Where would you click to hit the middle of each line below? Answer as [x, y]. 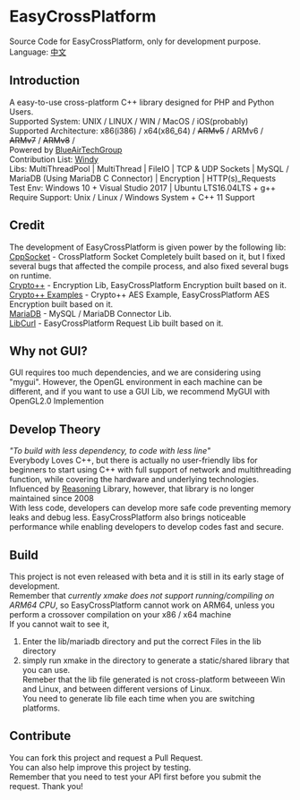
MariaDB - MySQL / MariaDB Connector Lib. [90, 313]
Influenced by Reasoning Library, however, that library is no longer [132, 489]
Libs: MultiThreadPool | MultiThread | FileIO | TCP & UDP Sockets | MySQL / [149, 168]
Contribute [40, 736]
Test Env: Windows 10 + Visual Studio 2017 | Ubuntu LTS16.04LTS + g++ [142, 187]
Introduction [45, 81]
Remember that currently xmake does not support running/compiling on [142, 596]
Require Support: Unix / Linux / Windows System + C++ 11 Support [132, 197]
